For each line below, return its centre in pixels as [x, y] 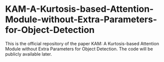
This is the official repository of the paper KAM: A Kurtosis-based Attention [82, 43]
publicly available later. [29, 54]
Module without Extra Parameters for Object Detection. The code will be [79, 49]
